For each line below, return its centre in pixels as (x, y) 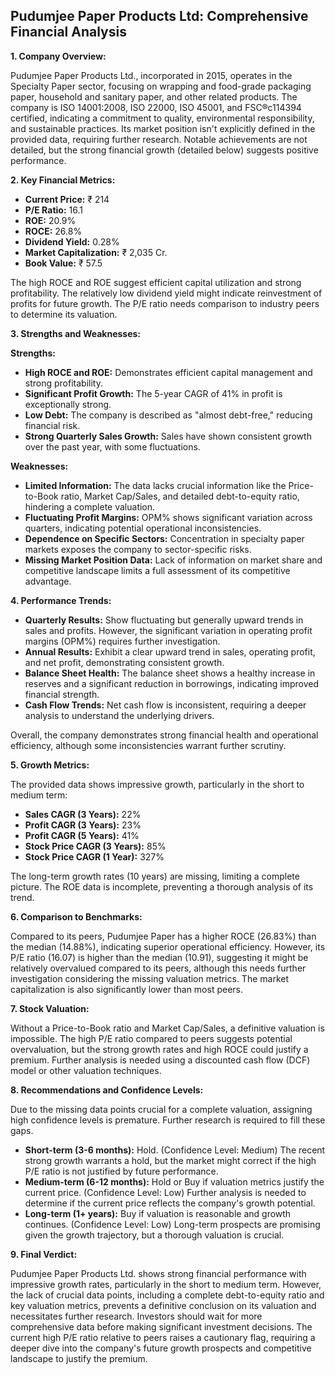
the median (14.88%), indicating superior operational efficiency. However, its (168, 946)
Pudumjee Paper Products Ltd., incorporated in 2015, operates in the (151, 75)
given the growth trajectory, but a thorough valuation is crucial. (154, 1235)
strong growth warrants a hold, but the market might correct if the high (170, 1160)
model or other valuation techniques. (86, 1070)
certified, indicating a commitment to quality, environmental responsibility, (162, 118)
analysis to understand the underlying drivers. (119, 715)
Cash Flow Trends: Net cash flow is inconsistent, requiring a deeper (165, 705)
